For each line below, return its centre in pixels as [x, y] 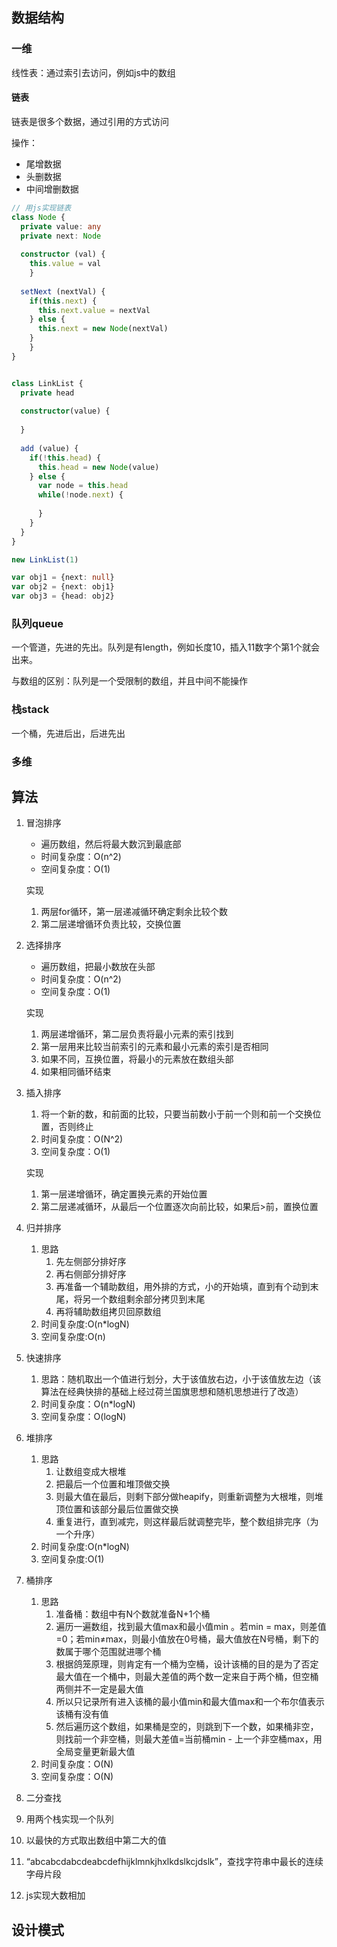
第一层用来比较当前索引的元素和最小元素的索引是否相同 [154, 1047]
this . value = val [65, 264]
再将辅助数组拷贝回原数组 [108, 1312]
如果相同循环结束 [76, 1072]
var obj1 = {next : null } [63, 578]
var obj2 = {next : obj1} [63, 587]
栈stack [30, 710]
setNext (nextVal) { [63, 291]
